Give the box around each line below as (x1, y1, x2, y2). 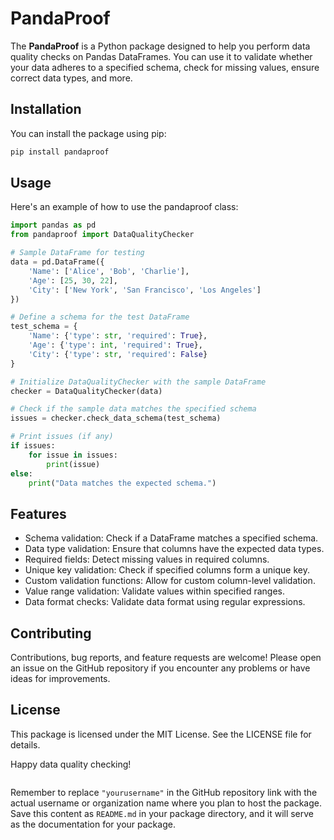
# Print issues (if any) (10, 432, 114, 442)
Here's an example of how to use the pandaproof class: (10, 201, 239, 213)
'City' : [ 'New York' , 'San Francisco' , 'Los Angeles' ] (28, 285, 262, 295)
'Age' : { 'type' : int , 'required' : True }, (28, 340, 203, 351)
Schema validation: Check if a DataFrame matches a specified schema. (24, 532, 319, 544)
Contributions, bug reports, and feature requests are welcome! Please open (10, 652, 322, 664)
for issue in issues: (28, 450, 118, 460)
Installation (10, 101, 82, 118)
